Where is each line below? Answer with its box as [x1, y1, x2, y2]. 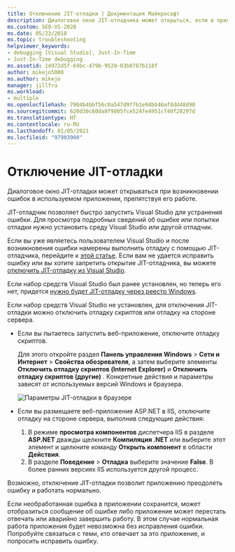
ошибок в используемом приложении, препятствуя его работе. [7, 194, 198, 203]
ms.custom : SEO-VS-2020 [7, 23, 77, 30]
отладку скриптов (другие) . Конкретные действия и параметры [17, 372, 213, 381]
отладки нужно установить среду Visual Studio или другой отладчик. [7, 223, 213, 232]
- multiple [7, 95, 39, 102]
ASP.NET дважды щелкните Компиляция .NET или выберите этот [27, 435, 226, 444]
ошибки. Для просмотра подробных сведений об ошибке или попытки [7, 215, 219, 224]
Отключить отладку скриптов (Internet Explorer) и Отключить [17, 365, 208, 374]
